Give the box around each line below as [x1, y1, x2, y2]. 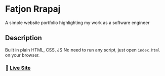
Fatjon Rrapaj [5, 3, 61, 15]
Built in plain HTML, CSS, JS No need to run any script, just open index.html [5, 47, 161, 52]
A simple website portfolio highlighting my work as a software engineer [5, 20, 150, 25]
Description [5, 34, 42, 42]
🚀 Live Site [5, 64, 31, 71]
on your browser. [5, 52, 40, 58]
